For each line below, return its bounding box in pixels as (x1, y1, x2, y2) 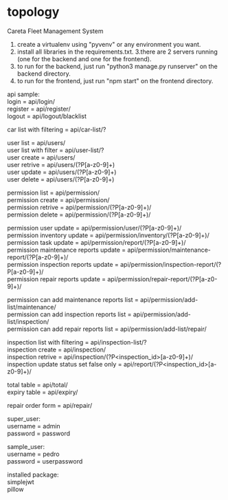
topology (7, 4, 60, 20)
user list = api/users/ (7, 138, 66, 146)
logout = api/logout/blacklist (7, 111, 87, 120)
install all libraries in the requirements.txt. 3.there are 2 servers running (16, 47, 218, 56)
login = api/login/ (7, 97, 56, 105)
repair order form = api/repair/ (7, 401, 93, 409)
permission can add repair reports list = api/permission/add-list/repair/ (7, 325, 207, 333)
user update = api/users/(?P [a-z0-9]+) (7, 168, 117, 176)
